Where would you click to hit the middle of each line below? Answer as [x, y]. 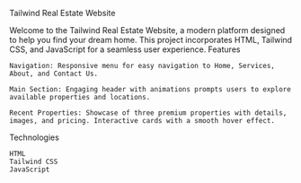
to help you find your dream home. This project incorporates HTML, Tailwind [151, 40]
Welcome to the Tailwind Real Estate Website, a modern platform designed [147, 30]
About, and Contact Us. [54, 74]
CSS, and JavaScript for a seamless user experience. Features [125, 49]
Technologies [35, 137]
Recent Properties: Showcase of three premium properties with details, [148, 113]
